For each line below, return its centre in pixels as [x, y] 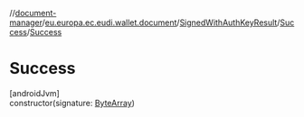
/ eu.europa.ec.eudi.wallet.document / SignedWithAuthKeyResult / [161, 22]
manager [26, 22]
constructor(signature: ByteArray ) [72, 103]
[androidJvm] [35, 93]
